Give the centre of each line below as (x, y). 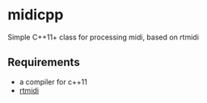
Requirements (44, 62)
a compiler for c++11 (53, 81)
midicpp (36, 15)
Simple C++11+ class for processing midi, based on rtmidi (103, 37)
